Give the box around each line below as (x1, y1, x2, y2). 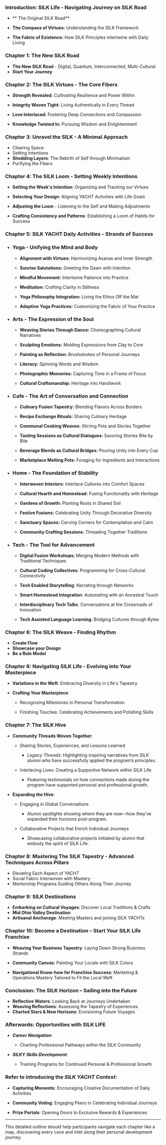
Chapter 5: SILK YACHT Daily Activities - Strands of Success (5, 231, 153, 238)
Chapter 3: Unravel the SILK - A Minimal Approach (5, 133, 128, 140)
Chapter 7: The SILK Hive (5, 722, 67, 728)
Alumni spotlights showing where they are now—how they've (27, 810, 152, 817)
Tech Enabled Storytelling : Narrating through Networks (19, 582, 134, 588)
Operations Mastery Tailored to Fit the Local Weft (12, 974, 113, 980)
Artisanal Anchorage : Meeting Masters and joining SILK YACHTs (12, 915, 145, 921)
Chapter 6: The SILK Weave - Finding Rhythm (5, 629, 116, 636)
